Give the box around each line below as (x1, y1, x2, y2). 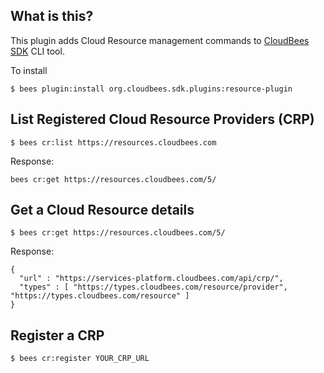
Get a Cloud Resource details (10, 202, 195, 219)
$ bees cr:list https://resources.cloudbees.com (10, 137, 217, 148)
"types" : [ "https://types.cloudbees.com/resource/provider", (19, 282, 288, 293)
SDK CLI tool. (10, 45, 65, 57)
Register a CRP (10, 327, 105, 344)
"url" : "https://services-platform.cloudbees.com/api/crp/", (19, 274, 284, 284)
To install (10, 64, 48, 76)
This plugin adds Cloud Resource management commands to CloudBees (10, 34, 310, 46)
